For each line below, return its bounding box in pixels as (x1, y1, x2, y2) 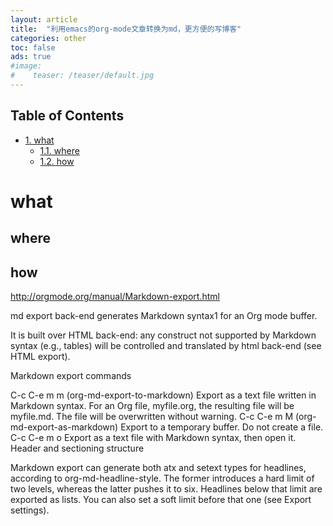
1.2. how (39, 155, 75, 167)
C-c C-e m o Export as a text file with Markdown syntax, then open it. (10, 432, 297, 444)
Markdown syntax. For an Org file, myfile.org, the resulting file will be (10, 400, 295, 412)
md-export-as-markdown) (10, 421, 119, 433)
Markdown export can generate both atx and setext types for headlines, (10, 462, 307, 474)
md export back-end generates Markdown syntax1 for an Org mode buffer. (10, 310, 318, 322)
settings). (10, 504, 50, 516)
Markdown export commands (10, 370, 132, 382)
